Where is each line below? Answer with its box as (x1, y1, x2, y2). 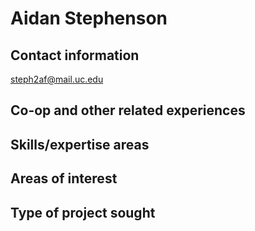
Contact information (10, 47, 140, 64)
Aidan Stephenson (10, 7, 168, 30)
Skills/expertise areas (10, 136, 150, 153)
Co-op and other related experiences (10, 102, 246, 119)
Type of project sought (10, 204, 156, 221)
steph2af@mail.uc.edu (10, 73, 104, 85)
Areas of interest (10, 170, 118, 187)
